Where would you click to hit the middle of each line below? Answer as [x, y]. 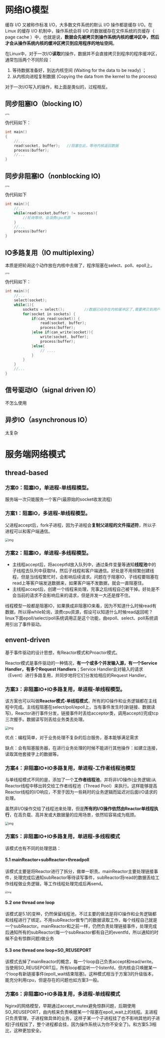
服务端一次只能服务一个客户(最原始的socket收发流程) [59, 499]
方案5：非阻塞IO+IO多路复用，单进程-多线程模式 [63, 837]
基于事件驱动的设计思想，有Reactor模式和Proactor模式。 [63, 652]
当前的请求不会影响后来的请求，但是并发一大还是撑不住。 [75, 595]
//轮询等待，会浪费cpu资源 [46, 218]
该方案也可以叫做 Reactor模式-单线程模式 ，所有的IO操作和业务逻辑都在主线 [81, 701]
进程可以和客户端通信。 [29, 531]
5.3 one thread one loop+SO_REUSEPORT [48, 950]
